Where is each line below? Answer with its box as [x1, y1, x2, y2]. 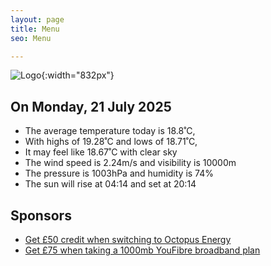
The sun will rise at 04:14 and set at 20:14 [24, 178, 197, 190]
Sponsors [10, 207, 72, 224]
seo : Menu [10, 33, 52, 43]
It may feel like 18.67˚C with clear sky [24, 146, 178, 158]
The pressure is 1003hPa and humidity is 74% [24, 167, 215, 180]
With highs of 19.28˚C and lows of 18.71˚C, [24, 136, 198, 148]
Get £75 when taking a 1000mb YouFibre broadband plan [24, 244, 261, 256]
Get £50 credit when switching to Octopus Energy [24, 234, 232, 245]
